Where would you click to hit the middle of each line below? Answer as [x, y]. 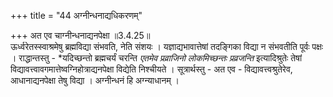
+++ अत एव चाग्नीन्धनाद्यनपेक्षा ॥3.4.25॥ [80, 35]
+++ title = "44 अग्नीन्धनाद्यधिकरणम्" [76, 15]
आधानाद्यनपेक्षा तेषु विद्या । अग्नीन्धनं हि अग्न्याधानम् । [95, 80]
